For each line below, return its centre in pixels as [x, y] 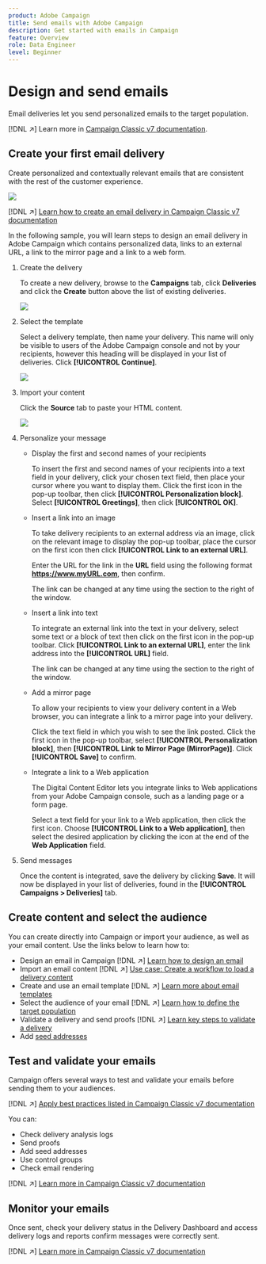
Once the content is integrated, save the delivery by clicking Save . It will [137, 876]
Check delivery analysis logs [66, 1135]
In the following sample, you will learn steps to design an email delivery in [128, 235]
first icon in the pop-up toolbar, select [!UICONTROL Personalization [144, 740]
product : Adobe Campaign [49, 15]
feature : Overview [38, 38]
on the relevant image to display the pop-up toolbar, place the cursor [144, 541]
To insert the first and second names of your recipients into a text [138, 468]
